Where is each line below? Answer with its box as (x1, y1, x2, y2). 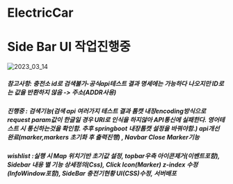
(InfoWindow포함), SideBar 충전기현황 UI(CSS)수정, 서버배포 (7, 169, 177, 178)
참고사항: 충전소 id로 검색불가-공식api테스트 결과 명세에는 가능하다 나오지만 (7, 79, 211, 88)
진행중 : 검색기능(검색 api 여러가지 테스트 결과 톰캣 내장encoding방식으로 (7, 107, 207, 116)
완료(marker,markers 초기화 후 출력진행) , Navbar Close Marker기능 (7, 133, 200, 141)
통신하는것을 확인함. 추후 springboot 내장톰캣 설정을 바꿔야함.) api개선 (26, 124, 220, 133)
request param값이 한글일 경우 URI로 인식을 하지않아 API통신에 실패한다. (7, 116, 207, 124)
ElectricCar (7, 5, 74, 21)
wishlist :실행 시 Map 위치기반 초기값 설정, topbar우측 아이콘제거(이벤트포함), (7, 152, 220, 160)
